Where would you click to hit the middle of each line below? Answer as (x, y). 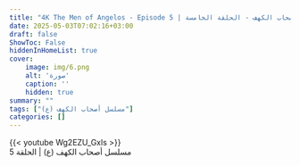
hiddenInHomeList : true (54, 51)
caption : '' (47, 84)
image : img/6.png (58, 68)
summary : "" (31, 100)
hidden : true (50, 92)
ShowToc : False (37, 42)
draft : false (33, 34)
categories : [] (37, 117)
